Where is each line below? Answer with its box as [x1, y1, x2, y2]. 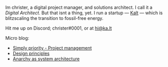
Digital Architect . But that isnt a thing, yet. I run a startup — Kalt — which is [5, 10, 163, 16]
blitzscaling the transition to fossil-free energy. [5, 15, 104, 21]
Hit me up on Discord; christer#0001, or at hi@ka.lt [5, 25, 112, 31]
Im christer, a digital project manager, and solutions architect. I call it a [5, 5, 153, 10]
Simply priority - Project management [12, 45, 92, 51]
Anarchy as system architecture [12, 56, 80, 62]
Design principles [12, 51, 50, 56]
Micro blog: [5, 35, 30, 41]
